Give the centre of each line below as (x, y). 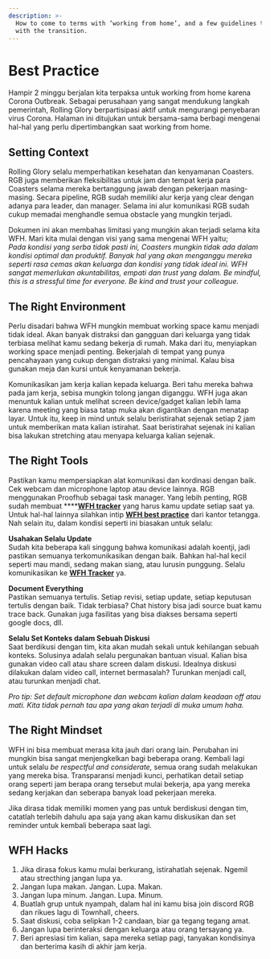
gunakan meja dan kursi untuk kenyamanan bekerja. (94, 368)
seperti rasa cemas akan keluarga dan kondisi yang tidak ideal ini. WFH (128, 264)
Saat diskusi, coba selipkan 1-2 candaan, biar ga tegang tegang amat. (135, 921)
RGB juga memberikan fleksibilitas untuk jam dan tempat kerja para (119, 180)
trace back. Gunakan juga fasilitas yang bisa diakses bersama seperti (123, 614)
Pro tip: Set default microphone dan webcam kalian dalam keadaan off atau (135, 696)
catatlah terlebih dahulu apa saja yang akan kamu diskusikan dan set (122, 817)
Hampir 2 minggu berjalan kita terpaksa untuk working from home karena (130, 93)
